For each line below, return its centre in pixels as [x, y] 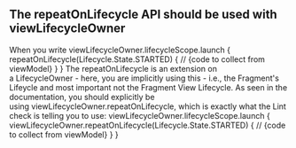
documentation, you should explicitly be [82, 97]
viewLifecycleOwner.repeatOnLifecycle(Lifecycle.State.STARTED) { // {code [148, 125]
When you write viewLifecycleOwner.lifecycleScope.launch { [120, 50]
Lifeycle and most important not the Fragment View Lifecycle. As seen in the [148, 87]
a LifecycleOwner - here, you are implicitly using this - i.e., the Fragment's [144, 78]
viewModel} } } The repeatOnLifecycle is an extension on [113, 68]
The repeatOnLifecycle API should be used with [143, 15]
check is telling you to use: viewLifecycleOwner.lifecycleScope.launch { [140, 115]
